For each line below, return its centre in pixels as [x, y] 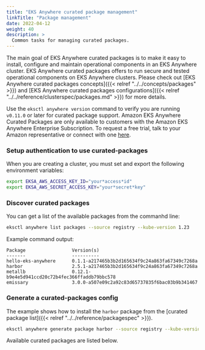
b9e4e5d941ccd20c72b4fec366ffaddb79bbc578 [61, 277]
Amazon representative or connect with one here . [69, 135]
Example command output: [40, 239]
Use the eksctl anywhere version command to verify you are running [93, 109]
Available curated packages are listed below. [62, 341]
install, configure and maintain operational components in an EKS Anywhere [102, 64]
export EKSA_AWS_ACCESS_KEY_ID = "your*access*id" [69, 182]
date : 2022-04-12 [28, 23]
